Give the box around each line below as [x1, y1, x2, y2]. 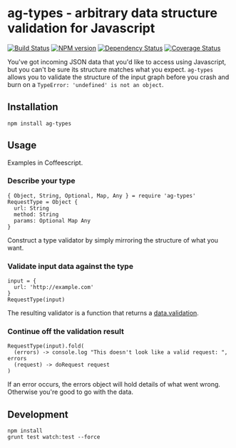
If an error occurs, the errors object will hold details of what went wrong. [7, 380, 221, 389]
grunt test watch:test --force [7, 434, 101, 441]
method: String [14, 210, 59, 218]
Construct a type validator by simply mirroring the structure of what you [7, 235, 219, 244]
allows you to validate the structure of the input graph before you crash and [7, 73, 230, 81]
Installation [7, 101, 58, 113]
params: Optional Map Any [14, 217, 91, 224]
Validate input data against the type [7, 261, 134, 271]
